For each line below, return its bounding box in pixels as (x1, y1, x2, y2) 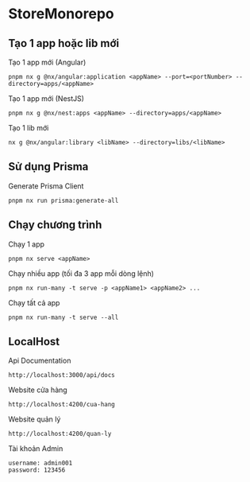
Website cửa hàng (8, 385, 67, 395)
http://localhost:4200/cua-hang (8, 401, 115, 409)
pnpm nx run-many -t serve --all (8, 313, 119, 321)
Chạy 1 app (8, 239, 45, 249)
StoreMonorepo (8, 5, 114, 23)
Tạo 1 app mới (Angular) (8, 57, 87, 67)
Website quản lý (8, 414, 61, 424)
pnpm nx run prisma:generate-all (8, 196, 119, 204)
